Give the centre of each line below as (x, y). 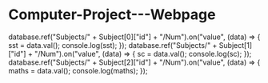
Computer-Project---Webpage (112, 15)
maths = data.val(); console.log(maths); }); (78, 70)
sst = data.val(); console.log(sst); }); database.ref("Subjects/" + (113, 45)
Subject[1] (236, 45)
